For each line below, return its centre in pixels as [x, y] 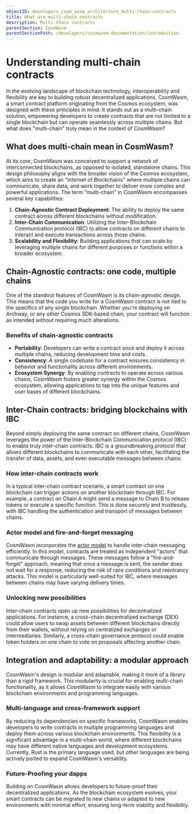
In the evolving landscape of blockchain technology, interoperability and [93, 91]
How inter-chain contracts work [52, 473]
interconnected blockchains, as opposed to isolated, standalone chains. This [98, 167]
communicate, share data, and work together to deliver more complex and [95, 186]
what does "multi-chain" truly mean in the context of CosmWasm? [86, 128]
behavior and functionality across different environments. [84, 367]
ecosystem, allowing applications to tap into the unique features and [97, 385]
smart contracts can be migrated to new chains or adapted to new [86, 799]
